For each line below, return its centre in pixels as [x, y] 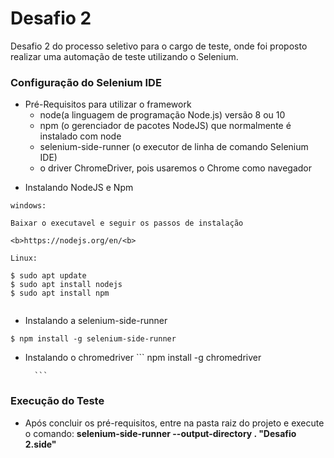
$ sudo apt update [48, 276]
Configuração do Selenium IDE [86, 82]
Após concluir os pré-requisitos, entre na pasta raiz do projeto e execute [174, 423]
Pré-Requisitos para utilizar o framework [108, 104]
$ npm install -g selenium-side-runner [93, 339]
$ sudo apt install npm [60, 293]
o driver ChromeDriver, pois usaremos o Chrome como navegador [176, 168]
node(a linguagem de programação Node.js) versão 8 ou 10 [162, 115]
